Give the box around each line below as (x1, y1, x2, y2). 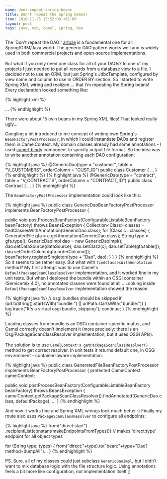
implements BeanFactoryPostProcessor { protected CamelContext (5, 368, 141, 374)
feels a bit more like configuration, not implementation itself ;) (5, 469, 131, 475)
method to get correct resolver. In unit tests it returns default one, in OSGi (5, 347, 156, 353)
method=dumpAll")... (5, 448, 48, 454)
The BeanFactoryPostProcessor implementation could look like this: (5, 192, 142, 198)
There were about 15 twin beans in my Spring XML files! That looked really (5, 116, 158, 122)
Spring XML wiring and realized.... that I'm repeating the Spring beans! (5, 82, 150, 88)
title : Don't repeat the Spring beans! (5, 12, 88, 17)
